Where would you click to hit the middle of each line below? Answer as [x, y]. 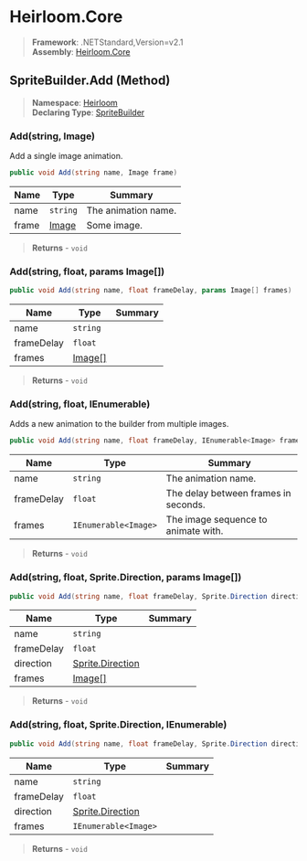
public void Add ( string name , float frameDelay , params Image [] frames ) [151, 291]
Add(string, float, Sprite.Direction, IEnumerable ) [118, 725]
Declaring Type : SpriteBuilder [88, 112]
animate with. [195, 531]
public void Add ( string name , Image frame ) [94, 173]
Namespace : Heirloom [75, 102]
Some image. [115, 225]
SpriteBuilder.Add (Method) [90, 81]
